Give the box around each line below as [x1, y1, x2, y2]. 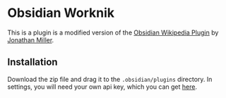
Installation [7, 56, 58, 68]
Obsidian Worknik [7, 5, 115, 21]
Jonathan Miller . [7, 35, 54, 44]
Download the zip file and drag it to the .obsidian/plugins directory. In [7, 75, 213, 83]
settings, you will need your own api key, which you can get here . [7, 82, 198, 91]
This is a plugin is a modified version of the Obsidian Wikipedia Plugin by [7, 28, 219, 37]
